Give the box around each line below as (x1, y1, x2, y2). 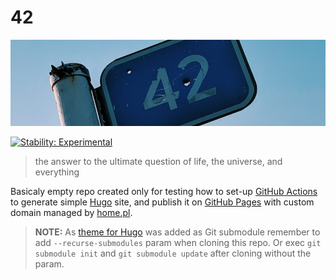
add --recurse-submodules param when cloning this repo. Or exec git (34, 237, 322, 249)
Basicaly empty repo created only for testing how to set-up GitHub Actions (10, 186, 318, 198)
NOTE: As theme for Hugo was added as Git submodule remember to (34, 226, 321, 238)
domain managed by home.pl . (10, 207, 133, 219)
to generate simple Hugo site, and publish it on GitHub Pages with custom (10, 196, 315, 208)
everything (34, 166, 80, 178)
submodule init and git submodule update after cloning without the (34, 247, 312, 260)
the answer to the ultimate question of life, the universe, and (34, 156, 283, 168)
